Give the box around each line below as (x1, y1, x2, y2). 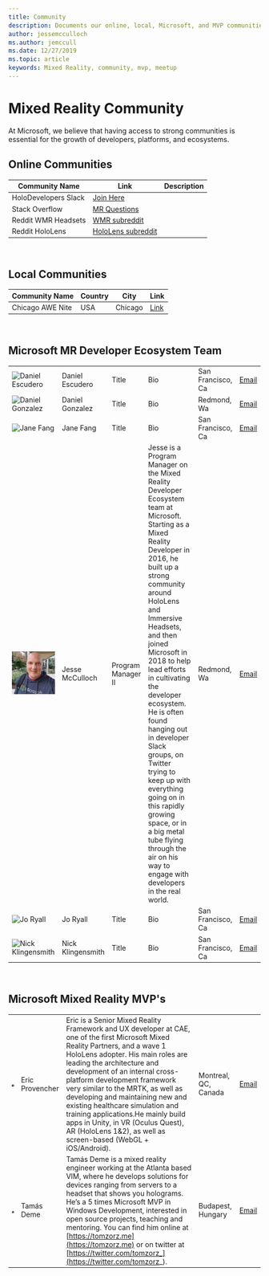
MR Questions (92, 204, 139, 214)
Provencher (21, 1083, 59, 1093)
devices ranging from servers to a (66, 1180, 178, 1189)
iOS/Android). (66, 1143, 111, 1152)
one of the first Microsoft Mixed (66, 1032, 171, 1042)
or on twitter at (135, 1239, 185, 1249)
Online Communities (8, 157, 113, 172)
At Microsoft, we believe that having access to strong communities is (8, 125, 235, 136)
